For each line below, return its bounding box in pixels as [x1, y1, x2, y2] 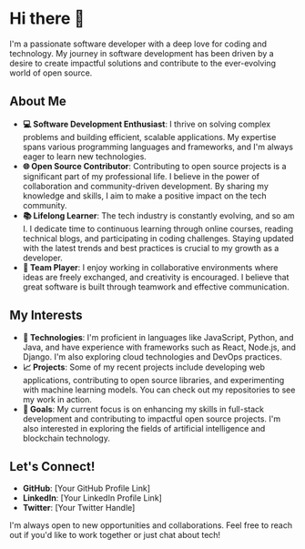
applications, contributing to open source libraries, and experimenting [22, 374, 285, 385]
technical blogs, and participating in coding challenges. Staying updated [22, 232, 294, 244]
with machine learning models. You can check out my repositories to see [22, 384, 296, 395]
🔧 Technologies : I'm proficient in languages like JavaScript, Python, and [22, 331, 294, 342]
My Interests [9, 308, 83, 323]
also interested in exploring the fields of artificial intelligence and [22, 422, 266, 433]
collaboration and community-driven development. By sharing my [22, 180, 269, 191]
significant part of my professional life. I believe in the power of [22, 170, 260, 181]
